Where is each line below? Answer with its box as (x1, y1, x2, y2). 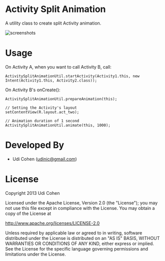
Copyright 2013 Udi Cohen (5, 190, 60, 196)
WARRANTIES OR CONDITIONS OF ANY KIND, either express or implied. (5, 240, 154, 246)
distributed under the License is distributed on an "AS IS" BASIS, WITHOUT (5, 235, 160, 241)
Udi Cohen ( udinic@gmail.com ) (12, 156, 77, 162)
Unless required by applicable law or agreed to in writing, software (5, 229, 142, 236)
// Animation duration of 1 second (5, 118, 79, 123)
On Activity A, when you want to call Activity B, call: (5, 64, 111, 70)
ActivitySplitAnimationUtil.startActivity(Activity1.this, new (5, 74, 140, 79)
